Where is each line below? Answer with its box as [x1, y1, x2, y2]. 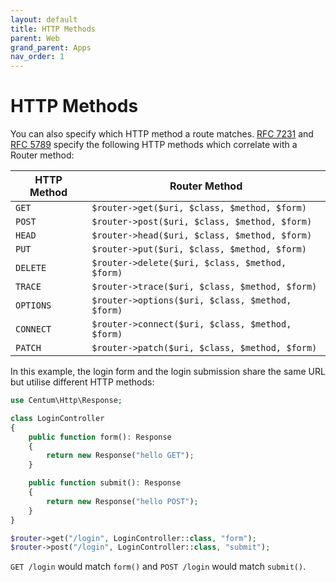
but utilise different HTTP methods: [10, 376, 155, 388]
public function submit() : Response [28, 478, 182, 488]
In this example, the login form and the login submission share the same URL [10, 366, 326, 378]
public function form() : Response [28, 432, 172, 442]
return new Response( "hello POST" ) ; [46, 496, 199, 506]
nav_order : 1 [10, 52, 65, 62]
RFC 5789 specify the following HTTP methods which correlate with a [10, 139, 298, 151]
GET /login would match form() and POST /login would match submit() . [10, 561, 307, 573]
